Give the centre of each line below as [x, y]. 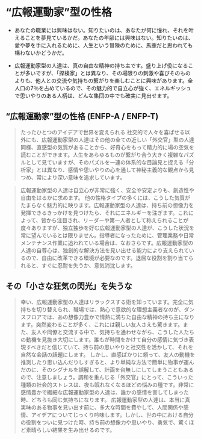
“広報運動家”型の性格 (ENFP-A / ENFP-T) [82, 117]
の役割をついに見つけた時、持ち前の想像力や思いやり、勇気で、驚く [104, 422]
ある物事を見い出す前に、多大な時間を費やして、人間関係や [110, 407]
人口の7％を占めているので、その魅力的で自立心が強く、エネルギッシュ [103, 88]
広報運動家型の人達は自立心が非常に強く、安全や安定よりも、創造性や [107, 190]
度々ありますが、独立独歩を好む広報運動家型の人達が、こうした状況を [107, 228]
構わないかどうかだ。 [41, 52]
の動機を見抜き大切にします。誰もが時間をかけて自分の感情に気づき [104, 339]
